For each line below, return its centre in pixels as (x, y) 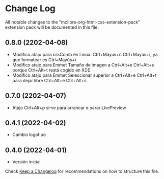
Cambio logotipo (29, 134)
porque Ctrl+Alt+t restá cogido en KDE (51, 70)
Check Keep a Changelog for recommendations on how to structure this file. (82, 171)
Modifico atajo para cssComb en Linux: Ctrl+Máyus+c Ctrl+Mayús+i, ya (85, 54)
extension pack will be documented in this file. (52, 27)
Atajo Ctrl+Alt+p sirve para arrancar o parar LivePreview (69, 108)
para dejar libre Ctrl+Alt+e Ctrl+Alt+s (49, 80)
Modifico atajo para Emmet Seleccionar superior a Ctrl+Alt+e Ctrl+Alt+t (84, 75)
